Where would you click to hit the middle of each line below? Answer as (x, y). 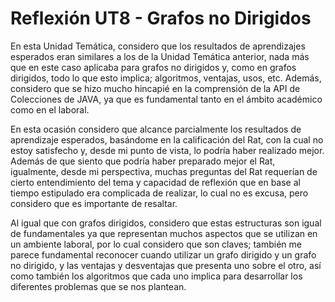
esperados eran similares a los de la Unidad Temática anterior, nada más (160, 56)
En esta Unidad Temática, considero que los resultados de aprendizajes (158, 46)
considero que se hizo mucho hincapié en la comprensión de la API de (155, 88)
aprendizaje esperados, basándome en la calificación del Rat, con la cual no (167, 139)
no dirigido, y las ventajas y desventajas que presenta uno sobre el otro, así (166, 265)
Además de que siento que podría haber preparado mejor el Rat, (143, 161)
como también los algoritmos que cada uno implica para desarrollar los (156, 276)
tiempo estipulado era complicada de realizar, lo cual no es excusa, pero (159, 193)
